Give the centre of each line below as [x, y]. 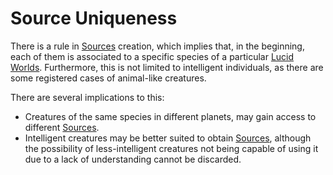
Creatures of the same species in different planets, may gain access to [170, 116]
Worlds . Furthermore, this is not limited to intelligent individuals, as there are [167, 67]
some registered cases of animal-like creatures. [108, 78]
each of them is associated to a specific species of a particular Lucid [152, 56]
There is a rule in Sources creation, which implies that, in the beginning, [157, 46]
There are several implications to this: [87, 97]
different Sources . [62, 127]
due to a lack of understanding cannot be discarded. [133, 159]
